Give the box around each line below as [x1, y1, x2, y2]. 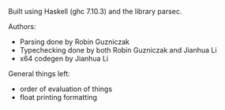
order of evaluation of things [19, 84, 113, 93]
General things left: [8, 69, 70, 78]
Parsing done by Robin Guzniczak [19, 37, 130, 46]
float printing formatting [19, 93, 97, 101]
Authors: [8, 22, 36, 31]
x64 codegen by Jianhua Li [19, 54, 109, 63]
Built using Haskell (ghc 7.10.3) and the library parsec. [8, 7, 182, 16]
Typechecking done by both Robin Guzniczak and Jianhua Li [19, 46, 217, 54]
